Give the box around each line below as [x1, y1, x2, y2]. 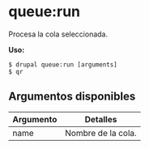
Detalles [84, 113, 117, 125]
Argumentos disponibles [8, 90, 136, 104]
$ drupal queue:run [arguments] [8, 60, 117, 69]
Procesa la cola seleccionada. [8, 29, 108, 39]
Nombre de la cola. [64, 127, 138, 138]
